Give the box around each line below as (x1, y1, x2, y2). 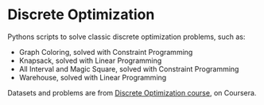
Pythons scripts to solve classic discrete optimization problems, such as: (7, 32, 246, 41)
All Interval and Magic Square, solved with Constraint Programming (18, 64, 239, 73)
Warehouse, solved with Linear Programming (18, 72, 167, 82)
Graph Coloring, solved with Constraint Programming (18, 47, 193, 56)
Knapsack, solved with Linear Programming (18, 56, 162, 65)
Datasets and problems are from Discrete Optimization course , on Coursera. (7, 87, 257, 97)
